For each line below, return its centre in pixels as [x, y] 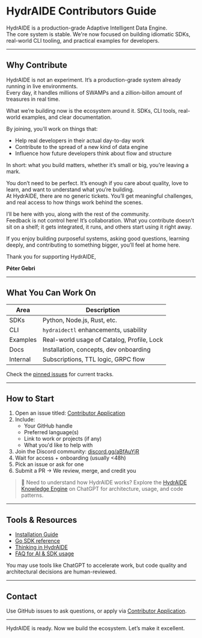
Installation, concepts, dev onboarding [96, 349]
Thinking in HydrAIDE [41, 548]
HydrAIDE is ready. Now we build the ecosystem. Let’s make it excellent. [96, 628]
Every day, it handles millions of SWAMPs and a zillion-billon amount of [94, 92]
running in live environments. [42, 86]
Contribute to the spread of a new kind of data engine [81, 147]
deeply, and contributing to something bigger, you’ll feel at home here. [93, 245]
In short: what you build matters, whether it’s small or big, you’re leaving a [98, 165]
